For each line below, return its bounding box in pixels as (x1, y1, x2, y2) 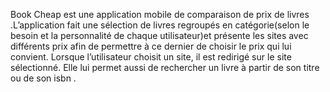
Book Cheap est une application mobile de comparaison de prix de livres (10, 9, 310, 20)
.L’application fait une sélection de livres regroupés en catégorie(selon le (10, 19, 310, 31)
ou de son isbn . (10, 72, 77, 84)
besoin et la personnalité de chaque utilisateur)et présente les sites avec (10, 30, 309, 41)
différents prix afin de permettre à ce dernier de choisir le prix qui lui (10, 40, 292, 52)
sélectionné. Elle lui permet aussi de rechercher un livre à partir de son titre (10, 62, 320, 73)
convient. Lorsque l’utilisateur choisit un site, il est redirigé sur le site (10, 51, 292, 63)
